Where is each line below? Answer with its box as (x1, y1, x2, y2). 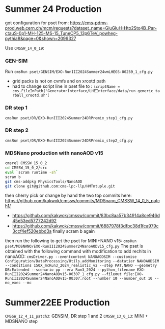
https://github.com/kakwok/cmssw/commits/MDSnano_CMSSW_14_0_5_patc (5, 198, 160, 204)
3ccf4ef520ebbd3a (12, 228, 52, 234)
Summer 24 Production (5, 3, 102, 15)
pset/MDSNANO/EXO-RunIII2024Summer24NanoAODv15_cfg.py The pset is (5, 243, 143, 249)
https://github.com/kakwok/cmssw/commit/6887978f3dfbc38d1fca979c (12, 223, 159, 229)
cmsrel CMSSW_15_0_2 (5, 161, 48, 166)
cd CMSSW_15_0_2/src (5, 165, 48, 170)
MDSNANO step (5, 318, 38, 324)
